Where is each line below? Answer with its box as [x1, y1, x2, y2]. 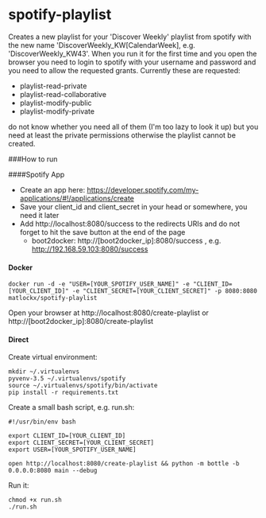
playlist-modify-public [19, 98, 93, 107]
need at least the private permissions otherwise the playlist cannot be [8, 130, 237, 140]
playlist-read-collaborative [19, 89, 107, 99]
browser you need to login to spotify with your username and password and [8, 57, 256, 67]
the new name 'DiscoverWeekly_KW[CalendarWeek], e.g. [8, 40, 196, 49]
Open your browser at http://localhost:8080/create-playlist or [8, 308, 209, 317]
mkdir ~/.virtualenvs [8, 368, 80, 376]
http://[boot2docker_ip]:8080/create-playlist [8, 317, 153, 326]
